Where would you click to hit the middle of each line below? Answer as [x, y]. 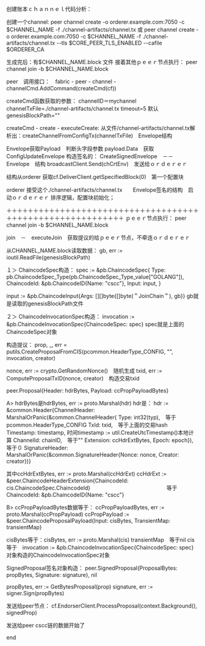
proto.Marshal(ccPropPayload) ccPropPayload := [68, 514]
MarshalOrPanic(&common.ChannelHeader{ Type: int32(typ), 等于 [91, 417]
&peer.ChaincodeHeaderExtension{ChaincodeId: [67, 481]
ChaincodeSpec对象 [32, 332]
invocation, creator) [31, 358]
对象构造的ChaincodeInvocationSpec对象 [58, 555]
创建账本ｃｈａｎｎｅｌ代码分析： [49, 9]
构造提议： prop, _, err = [37, 345]
